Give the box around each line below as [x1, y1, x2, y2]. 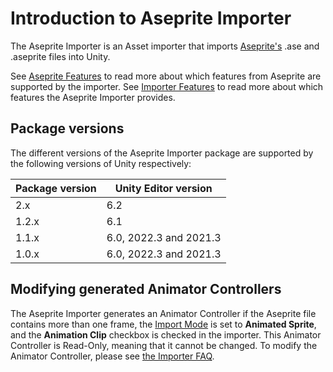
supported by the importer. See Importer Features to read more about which [10, 80, 324, 92]
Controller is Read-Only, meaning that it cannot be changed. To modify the [10, 339, 318, 351]
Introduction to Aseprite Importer [10, 7, 292, 30]
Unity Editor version [114, 181, 213, 195]
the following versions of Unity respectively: [10, 157, 192, 169]
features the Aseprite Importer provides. [10, 91, 176, 103]
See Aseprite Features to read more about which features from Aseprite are [10, 70, 322, 82]
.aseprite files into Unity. [10, 50, 111, 62]
